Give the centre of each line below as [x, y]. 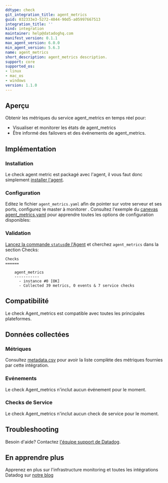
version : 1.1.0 [21, 85]
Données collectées [37, 334]
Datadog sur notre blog [30, 475]
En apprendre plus [35, 458]
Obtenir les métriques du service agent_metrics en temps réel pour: [76, 118]
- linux [13, 71]
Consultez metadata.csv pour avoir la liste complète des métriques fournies [84, 360]
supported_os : [20, 66]
